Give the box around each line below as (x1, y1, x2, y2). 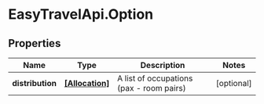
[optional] (215, 78, 252, 88)
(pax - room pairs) (116, 83, 186, 93)
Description (140, 60, 185, 70)
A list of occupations (116, 73, 193, 84)
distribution (12, 78, 57, 88)
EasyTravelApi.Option (8, 5, 154, 23)
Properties (8, 37, 61, 50)
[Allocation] (64, 78, 110, 88)
